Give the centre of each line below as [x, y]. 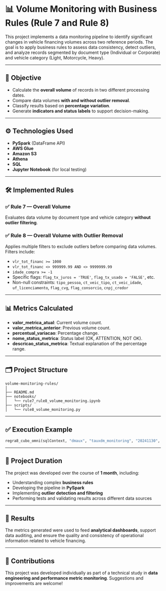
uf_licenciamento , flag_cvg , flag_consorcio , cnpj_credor [70, 288]
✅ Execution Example [39, 429]
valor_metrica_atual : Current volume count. [57, 323]
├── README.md [20, 393]
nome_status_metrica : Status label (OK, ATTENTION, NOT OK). [77, 339]
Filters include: [20, 251]
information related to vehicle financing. [46, 541]
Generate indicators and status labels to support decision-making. [81, 111]
